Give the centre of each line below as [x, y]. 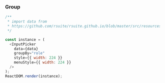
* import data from [27, 22]
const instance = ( [25, 40]
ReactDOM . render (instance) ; [34, 76]
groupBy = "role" [29, 53]
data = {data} [26, 49]
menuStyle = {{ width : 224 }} [42, 62]
